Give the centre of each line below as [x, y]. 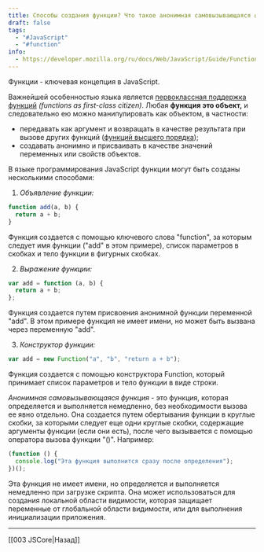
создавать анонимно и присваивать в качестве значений [116, 145]
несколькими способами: [51, 177]
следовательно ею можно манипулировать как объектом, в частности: [128, 113]
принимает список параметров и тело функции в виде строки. [113, 383]
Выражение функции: [56, 269]
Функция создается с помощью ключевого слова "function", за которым [130, 237]
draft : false [29, 23]
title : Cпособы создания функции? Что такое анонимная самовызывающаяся [130, 15]
